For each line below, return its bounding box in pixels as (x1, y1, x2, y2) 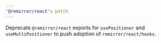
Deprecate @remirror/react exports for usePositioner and (5, 24, 145, 31)
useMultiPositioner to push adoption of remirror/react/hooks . (5, 30, 156, 37)
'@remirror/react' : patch (5, 8, 68, 14)
